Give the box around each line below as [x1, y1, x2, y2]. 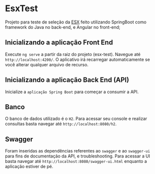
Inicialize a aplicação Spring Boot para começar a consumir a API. [5, 89, 139, 95]
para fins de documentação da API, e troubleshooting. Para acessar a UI [5, 153, 150, 159]
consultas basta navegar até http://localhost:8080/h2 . [5, 121, 117, 127]
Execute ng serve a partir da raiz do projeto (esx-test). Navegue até [5, 51, 141, 57]
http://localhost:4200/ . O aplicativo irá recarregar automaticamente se [5, 57, 150, 62]
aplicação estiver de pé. [5, 164, 54, 170]
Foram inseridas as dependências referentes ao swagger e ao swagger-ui [5, 148, 150, 154]
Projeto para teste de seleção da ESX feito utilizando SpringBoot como [5, 19, 147, 25]
